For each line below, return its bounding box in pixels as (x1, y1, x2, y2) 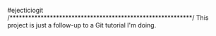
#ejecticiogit (7, 6, 44, 14)
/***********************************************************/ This (7, 13, 209, 22)
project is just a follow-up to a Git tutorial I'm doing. (7, 21, 157, 29)
